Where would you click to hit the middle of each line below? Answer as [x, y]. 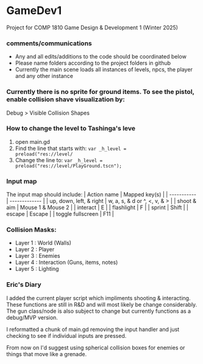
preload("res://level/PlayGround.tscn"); [68, 166]
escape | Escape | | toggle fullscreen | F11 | [60, 214]
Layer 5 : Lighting [37, 269]
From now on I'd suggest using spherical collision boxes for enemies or [96, 348]
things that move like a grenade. [47, 354]
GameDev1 [34, 11]
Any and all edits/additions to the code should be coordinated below [101, 57]
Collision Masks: [31, 230]
